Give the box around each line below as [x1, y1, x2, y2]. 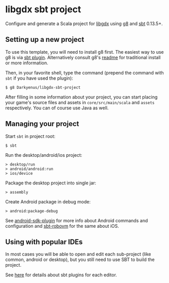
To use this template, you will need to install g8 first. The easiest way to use [5, 49, 164, 55]
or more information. [5, 60, 48, 66]
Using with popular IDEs [5, 238, 83, 246]
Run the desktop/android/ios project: [5, 152, 82, 158]
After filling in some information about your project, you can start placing [5, 93, 158, 100]
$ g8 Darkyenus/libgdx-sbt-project [5, 85, 81, 90]
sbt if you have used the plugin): [5, 75, 73, 81]
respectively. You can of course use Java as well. [5, 105, 109, 111]
